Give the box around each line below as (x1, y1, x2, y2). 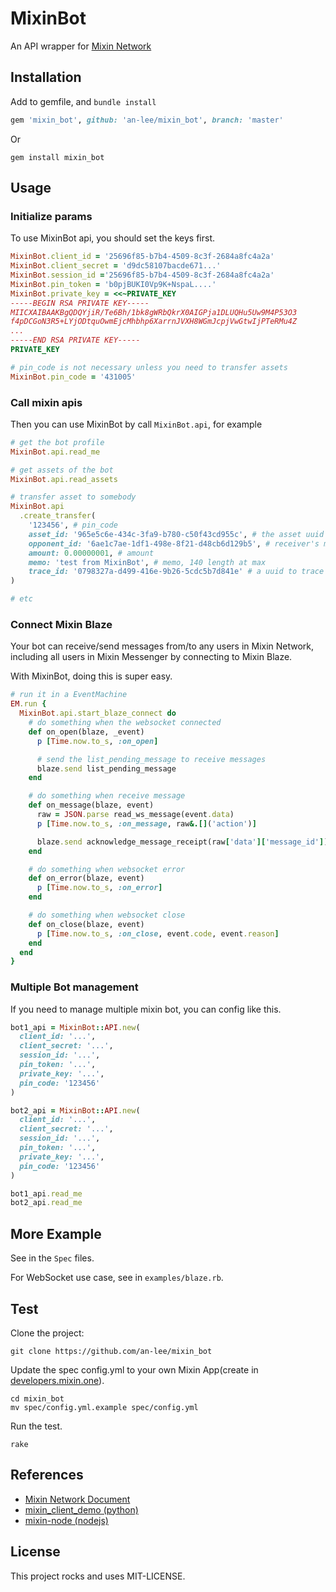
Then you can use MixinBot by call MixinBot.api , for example (10, 418, 263, 430)
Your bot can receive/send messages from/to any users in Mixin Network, (10, 640, 315, 652)
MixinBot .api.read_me (10, 447, 101, 457)
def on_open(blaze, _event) (28, 727, 145, 737)
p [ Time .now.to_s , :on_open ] (36, 736, 159, 746)
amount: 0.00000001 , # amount (28, 548, 155, 558)
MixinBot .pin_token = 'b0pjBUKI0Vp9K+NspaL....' (10, 279, 217, 289)
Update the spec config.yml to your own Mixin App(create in (10, 1363, 259, 1376)
